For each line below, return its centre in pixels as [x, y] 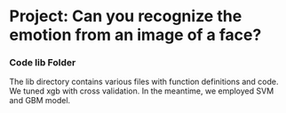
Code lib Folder [43, 63]
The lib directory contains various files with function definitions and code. [144, 82]
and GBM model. [40, 101]
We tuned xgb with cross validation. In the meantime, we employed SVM [142, 91]
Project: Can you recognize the [126, 16]
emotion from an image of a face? [135, 35]
